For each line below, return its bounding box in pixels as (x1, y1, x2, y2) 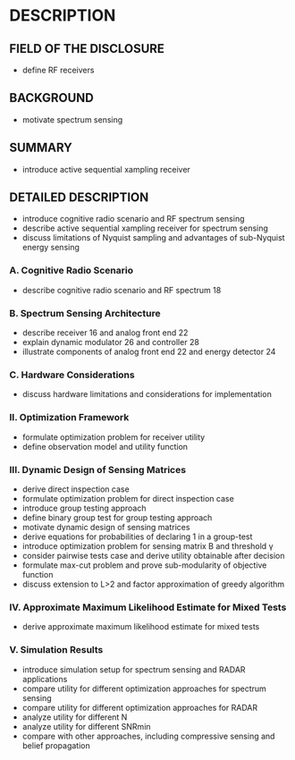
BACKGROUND (9, 90, 94, 106)
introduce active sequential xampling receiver (21, 164, 190, 174)
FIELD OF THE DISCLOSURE (9, 41, 165, 56)
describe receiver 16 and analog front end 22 (21, 327, 189, 338)
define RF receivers (21, 64, 95, 75)
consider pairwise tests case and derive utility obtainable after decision (21, 550, 285, 561)
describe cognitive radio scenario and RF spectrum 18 (21, 284, 222, 295)
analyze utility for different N (21, 712, 128, 722)
